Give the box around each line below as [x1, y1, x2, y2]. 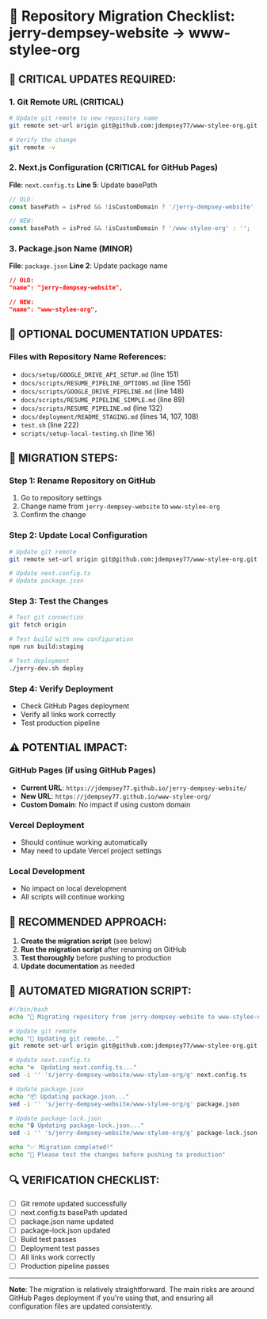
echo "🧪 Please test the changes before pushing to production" [9, 1151, 226, 1159]
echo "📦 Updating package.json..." [9, 1092, 130, 1101]
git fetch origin [9, 621, 67, 629]
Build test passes [20, 1234, 77, 1244]
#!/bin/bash [9, 1005, 48, 1014]
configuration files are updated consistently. [9, 1302, 153, 1311]
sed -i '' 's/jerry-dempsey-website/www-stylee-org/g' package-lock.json [9, 1129, 258, 1137]
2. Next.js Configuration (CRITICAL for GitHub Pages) [9, 162, 219, 173]
